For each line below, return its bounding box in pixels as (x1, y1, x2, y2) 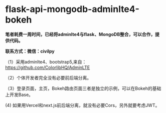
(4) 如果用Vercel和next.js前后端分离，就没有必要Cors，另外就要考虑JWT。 (5, 102, 160, 108)
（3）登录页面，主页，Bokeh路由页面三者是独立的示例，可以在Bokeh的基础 (5, 85, 161, 91)
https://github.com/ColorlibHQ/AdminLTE (5, 64, 90, 70)
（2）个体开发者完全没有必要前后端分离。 (5, 74, 92, 80)
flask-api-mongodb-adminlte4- (5, 3, 139, 15)
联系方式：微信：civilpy (5, 48, 55, 54)
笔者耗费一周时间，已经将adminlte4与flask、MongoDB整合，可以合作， (5, 31, 155, 37)
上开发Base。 (5, 91, 34, 97)
